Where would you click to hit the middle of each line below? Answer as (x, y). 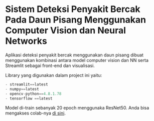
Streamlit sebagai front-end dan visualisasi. (50, 65)
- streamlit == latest (27, 84)
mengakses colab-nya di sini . (36, 113)
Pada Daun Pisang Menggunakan (76, 20)
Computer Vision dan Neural (66, 30)
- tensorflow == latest (29, 98)
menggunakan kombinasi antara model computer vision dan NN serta (77, 60)
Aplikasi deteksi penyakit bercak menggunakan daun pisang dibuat (74, 55)
